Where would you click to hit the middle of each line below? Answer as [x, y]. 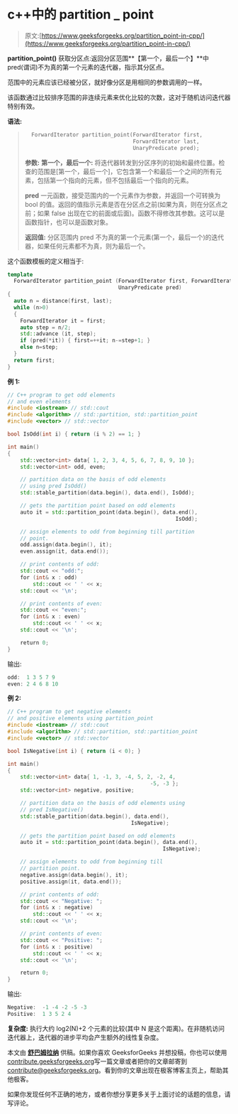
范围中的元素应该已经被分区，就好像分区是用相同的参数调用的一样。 [107, 82]
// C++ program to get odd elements [61, 395]
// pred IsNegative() [52, 810]
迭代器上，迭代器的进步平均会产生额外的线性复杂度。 [85, 1037]
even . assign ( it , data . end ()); [65, 551]
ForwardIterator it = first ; [63, 320]
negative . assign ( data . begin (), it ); [74, 875]
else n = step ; [39, 347]
